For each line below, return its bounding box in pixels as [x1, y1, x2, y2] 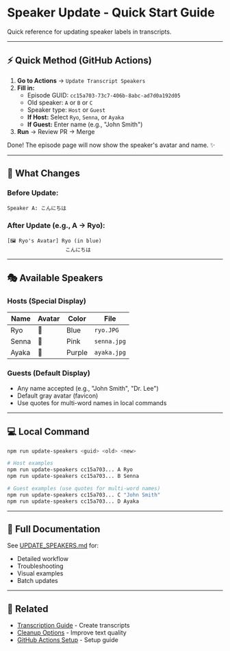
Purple [66, 348, 88, 358]
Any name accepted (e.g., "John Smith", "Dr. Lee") [16, 384, 159, 392]
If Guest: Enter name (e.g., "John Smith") [27, 120, 143, 128]
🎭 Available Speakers [7, 273, 103, 284]
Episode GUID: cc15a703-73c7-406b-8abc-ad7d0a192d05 [27, 91, 181, 99]
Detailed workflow [16, 555, 68, 563]
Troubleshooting [16, 562, 64, 571]
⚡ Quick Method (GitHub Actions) [7, 55, 152, 67]
